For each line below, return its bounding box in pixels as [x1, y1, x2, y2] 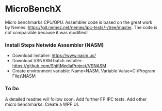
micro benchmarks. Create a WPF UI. [5, 101, 79, 107]
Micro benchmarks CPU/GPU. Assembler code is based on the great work [5, 19, 153, 25]
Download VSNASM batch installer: [12, 58, 83, 64]
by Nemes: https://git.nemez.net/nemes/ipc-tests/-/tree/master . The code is [5, 24, 158, 30]
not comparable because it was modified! [5, 29, 88, 35]
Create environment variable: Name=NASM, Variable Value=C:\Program [12, 68, 156, 74]
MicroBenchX [5, 3, 62, 14]
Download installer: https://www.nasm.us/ [12, 53, 96, 58]
